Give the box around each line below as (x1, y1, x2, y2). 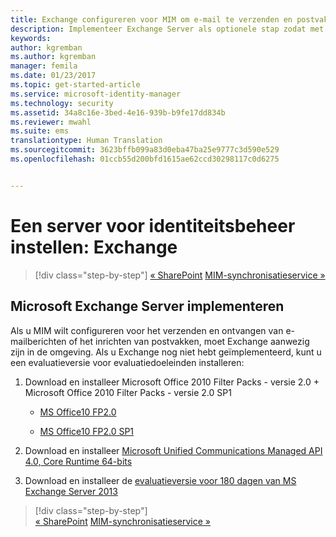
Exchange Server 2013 (24, 485, 118, 497)
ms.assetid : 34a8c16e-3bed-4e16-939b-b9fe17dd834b (10, 107, 226, 118)
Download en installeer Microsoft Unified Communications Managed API (24, 444, 323, 456)
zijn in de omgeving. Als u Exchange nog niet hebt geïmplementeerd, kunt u (10, 346, 322, 358)
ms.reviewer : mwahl (10, 117, 92, 127)
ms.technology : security (10, 98, 114, 108)
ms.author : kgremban (10, 52, 97, 62)
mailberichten (10, 335, 67, 347)
